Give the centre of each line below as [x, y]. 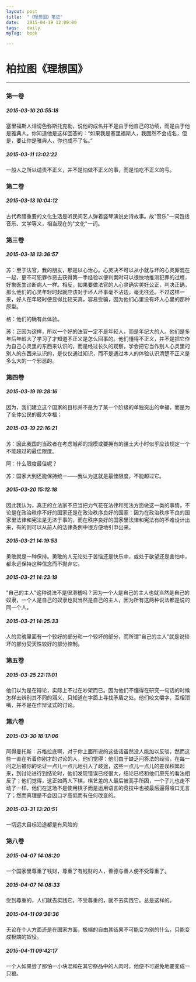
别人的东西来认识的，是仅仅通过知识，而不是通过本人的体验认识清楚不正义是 [98, 353]
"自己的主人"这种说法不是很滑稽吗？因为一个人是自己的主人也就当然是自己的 [98, 593]
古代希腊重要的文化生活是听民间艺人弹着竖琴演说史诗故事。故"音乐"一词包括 [98, 216]
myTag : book [22, 33]
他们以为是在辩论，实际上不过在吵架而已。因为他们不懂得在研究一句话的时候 [98, 691]
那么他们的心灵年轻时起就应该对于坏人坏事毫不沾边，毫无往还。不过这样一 [95, 292]
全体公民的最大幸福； [36, 414]
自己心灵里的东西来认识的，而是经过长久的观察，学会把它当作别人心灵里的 [100, 346]
